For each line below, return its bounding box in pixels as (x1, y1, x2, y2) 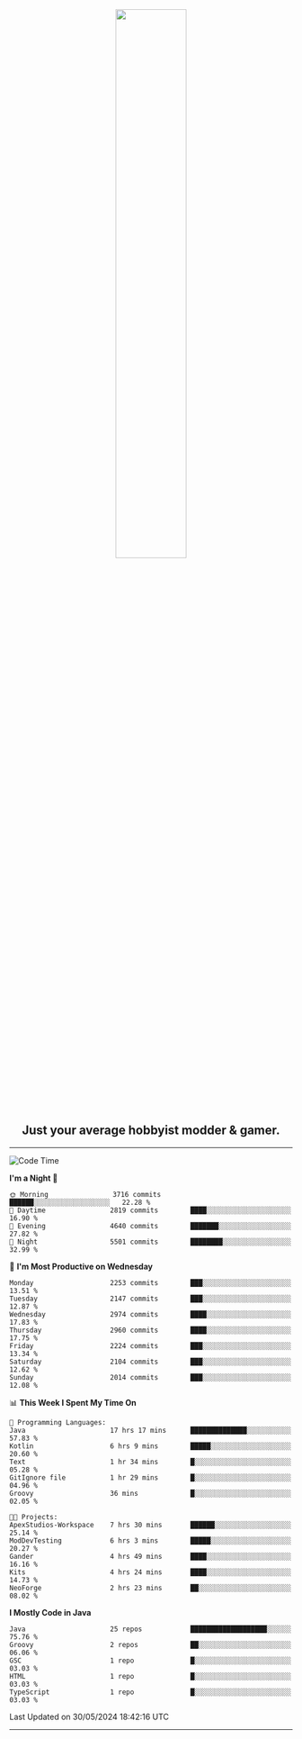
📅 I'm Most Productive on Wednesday (9, 1261, 153, 1272)
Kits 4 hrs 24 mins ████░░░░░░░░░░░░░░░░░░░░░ (9, 1567, 292, 1577)
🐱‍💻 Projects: (9, 1512, 58, 1521)
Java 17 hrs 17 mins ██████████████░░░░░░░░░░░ (9, 1426, 292, 1435)
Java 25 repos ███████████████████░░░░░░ (9, 1625, 292, 1634)
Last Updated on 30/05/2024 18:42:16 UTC (9, 1711, 169, 1722)
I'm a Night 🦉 (9, 1173, 58, 1183)
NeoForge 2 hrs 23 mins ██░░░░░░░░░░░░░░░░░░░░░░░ (9, 1583, 292, 1592)
